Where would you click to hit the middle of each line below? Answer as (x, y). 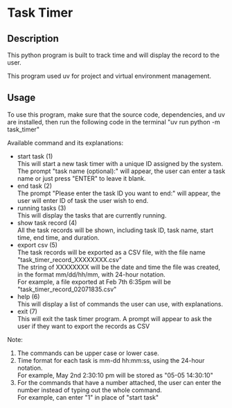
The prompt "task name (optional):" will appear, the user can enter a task (121, 171)
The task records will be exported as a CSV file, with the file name (111, 252)
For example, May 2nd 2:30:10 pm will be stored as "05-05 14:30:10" (115, 375)
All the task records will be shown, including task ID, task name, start (115, 230)
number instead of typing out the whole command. (90, 390)
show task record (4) (47, 222)
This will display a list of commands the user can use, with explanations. (120, 304)
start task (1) (35, 156)
